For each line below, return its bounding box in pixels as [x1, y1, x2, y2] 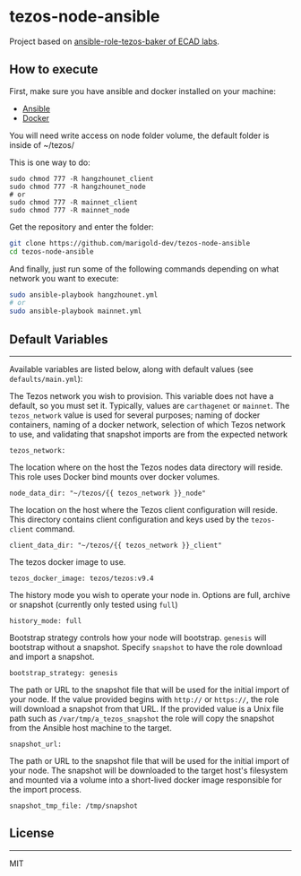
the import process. [9, 784, 82, 794]
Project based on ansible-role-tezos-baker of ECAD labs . [9, 36, 219, 47]
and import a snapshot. [9, 651, 95, 662]
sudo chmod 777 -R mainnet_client [9, 197, 139, 207]
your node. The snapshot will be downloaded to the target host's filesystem [9, 765, 288, 776]
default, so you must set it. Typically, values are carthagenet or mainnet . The [9, 400, 290, 411]
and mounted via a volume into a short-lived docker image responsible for [9, 774, 282, 785]
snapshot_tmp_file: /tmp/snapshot [9, 801, 139, 811]
